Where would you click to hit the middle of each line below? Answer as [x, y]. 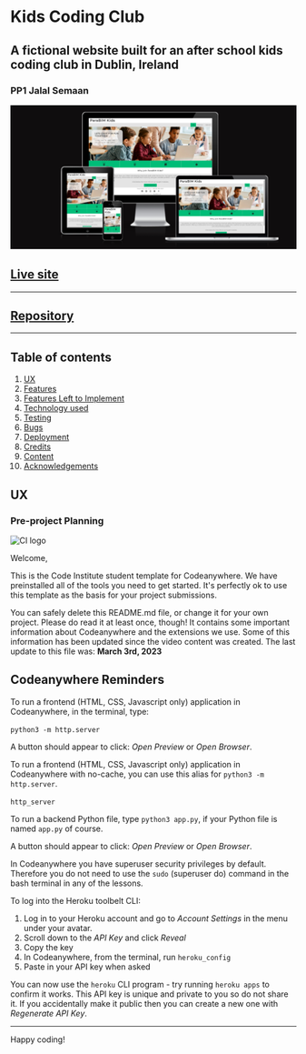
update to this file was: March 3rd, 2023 [86, 651]
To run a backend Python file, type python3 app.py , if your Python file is [144, 818]
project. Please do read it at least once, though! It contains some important [150, 622]
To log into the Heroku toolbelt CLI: [76, 900]
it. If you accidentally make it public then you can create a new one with [144, 1003]
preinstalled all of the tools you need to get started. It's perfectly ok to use [149, 585]
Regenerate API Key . [49, 1013]
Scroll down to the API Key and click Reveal [105, 938]
